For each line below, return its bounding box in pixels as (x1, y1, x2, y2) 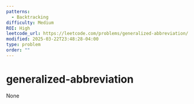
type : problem (6, 42, 41, 48)
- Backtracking (11, 14, 49, 20)
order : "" (6, 47, 31, 53)
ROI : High (6, 25, 31, 31)
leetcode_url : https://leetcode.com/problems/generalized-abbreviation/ (6, 31, 189, 37)
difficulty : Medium (6, 19, 54, 25)
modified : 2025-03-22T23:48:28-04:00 (6, 36, 99, 42)
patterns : (6, 8, 31, 15)
